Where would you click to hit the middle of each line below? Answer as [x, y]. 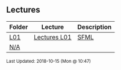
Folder [19, 27]
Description [95, 27]
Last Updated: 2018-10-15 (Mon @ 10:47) [49, 61]
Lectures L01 [53, 37]
